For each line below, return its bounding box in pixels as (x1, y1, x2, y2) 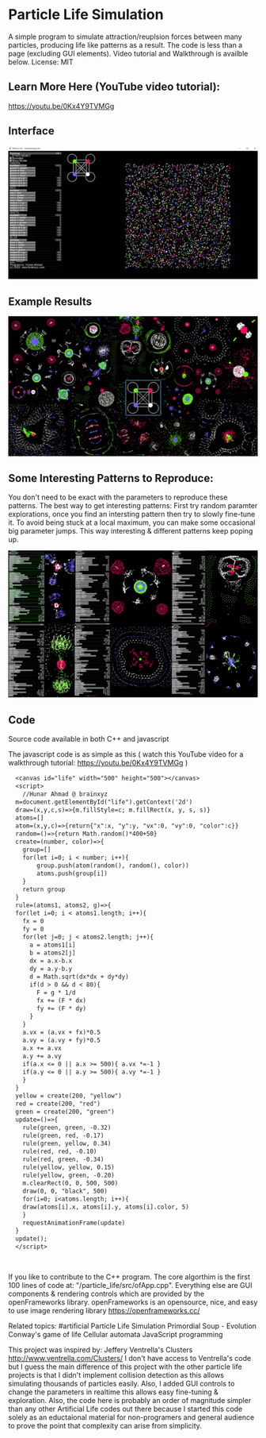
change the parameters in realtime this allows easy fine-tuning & (8, 1387, 219, 1397)
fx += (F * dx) (36, 997, 87, 1005)
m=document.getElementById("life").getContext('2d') (15, 798, 193, 807)
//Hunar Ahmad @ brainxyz (22, 790, 108, 799)
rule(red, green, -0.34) (22, 1155, 104, 1164)
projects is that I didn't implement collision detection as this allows (8, 1371, 224, 1380)
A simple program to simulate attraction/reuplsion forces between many (8, 32, 243, 41)
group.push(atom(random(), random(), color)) (36, 862, 190, 870)
